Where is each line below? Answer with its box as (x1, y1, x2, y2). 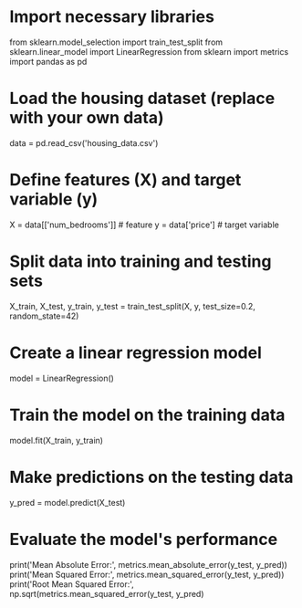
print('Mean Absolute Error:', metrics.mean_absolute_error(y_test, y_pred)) (9, 559, 287, 570)
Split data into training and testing (9, 251, 272, 271)
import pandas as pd (9, 56, 88, 67)
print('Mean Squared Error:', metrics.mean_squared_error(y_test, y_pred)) (9, 569, 285, 580)
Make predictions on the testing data (9, 466, 294, 487)
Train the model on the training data (9, 404, 286, 425)
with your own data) (9, 108, 164, 129)
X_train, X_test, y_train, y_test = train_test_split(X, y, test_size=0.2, (9, 300, 255, 311)
